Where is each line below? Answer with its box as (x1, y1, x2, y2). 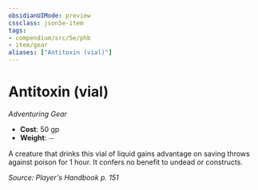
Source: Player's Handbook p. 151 (8, 173, 120, 182)
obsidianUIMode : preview (8, 11, 91, 20)
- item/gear (8, 41, 48, 49)
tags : (8, 26, 26, 34)
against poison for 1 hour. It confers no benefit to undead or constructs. (8, 157, 244, 167)
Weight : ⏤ (19, 133, 54, 142)
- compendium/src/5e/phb (8, 33, 91, 42)
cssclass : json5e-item (8, 19, 84, 27)
